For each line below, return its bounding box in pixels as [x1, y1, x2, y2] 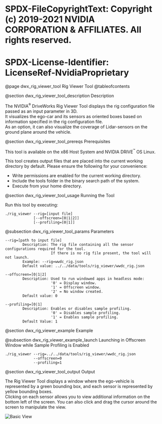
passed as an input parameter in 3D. [5, 108, 78, 114]
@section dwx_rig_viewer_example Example [5, 328, 93, 334]
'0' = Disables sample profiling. [51, 311, 121, 316]
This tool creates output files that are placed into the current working [5, 158, 143, 164]
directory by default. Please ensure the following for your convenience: [5, 163, 147, 169]
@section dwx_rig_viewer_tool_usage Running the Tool [5, 193, 115, 199]
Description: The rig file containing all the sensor [22, 242, 134, 247]
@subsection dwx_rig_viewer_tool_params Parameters [5, 228, 114, 235]
